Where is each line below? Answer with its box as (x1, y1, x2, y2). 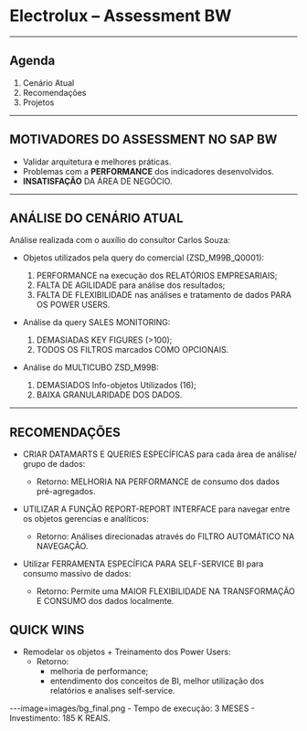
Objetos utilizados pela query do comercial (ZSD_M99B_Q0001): (22, 252, 265, 263)
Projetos (22, 97, 55, 108)
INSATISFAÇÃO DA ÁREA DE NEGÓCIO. (22, 175, 173, 186)
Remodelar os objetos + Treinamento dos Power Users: (22, 646, 231, 657)
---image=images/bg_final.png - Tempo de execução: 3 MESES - (9, 703, 256, 714)
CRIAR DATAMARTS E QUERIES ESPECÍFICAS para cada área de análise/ (22, 449, 297, 460)
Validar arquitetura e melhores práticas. (22, 156, 172, 167)
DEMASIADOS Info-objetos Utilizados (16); (36, 380, 196, 391)
